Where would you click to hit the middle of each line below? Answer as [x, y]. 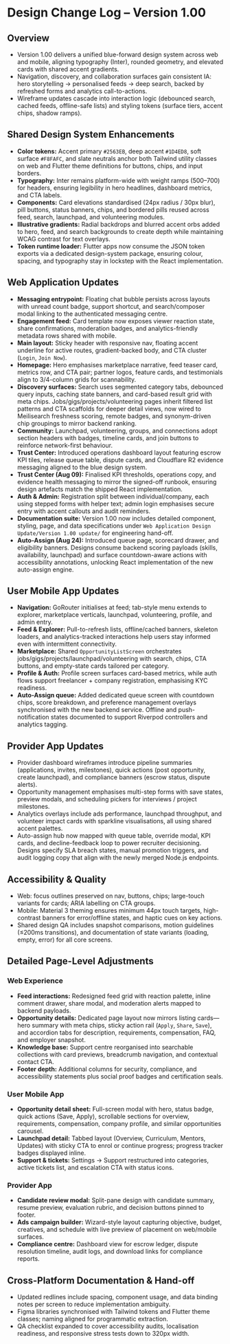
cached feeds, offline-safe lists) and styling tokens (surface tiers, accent [120, 106]
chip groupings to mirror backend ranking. [77, 423]
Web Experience [35, 981]
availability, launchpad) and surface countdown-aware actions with [112, 554]
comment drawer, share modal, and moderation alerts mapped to [109, 1003]
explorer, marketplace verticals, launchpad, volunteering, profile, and [115, 615]
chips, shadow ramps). [49, 113]
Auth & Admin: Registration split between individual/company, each [113, 496]
